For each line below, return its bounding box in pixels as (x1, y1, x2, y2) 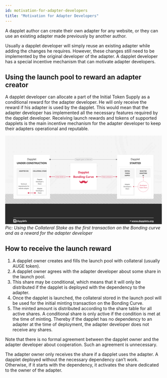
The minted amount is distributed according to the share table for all (12, 305, 152, 311)
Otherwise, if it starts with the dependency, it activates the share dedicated (5, 362, 159, 368)
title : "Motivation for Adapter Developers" (5, 13, 99, 18)
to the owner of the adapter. (5, 367, 63, 373)
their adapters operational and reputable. (5, 126, 89, 132)
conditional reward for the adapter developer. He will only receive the (5, 99, 147, 105)
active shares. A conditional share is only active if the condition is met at (12, 311, 161, 317)
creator (5, 80, 29, 89)
